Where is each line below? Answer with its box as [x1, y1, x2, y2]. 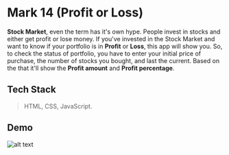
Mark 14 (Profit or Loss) [7, 5, 144, 21]
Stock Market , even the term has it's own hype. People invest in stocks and [7, 27, 221, 36]
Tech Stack [7, 84, 56, 95]
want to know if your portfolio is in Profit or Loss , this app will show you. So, [7, 42, 223, 50]
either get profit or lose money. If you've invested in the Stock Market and [7, 34, 215, 43]
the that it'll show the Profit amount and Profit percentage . [7, 64, 175, 72]
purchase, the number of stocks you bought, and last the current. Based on [7, 56, 220, 64]
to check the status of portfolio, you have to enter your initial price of [7, 49, 201, 58]
